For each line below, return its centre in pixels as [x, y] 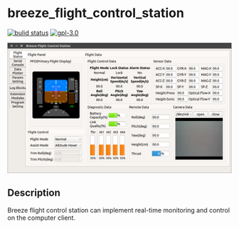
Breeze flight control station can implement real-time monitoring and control [118, 210]
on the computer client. [42, 218]
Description [34, 193]
